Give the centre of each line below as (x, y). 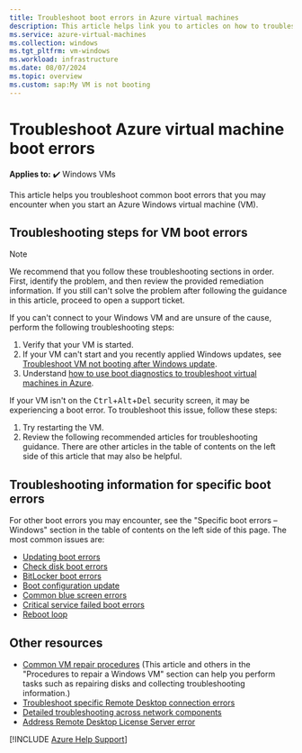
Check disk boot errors (65, 567)
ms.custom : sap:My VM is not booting (80, 85)
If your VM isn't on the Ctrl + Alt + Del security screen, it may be (129, 401)
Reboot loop (45, 614)
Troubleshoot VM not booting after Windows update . (120, 364)
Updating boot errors (61, 557)
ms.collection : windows (54, 43)
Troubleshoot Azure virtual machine (147, 129)
